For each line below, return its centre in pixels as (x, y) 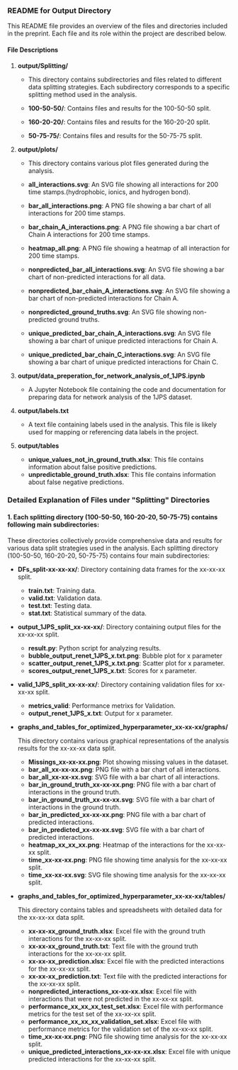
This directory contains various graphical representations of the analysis (123, 740)
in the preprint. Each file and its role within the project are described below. (117, 33)
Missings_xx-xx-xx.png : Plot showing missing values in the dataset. (128, 762)
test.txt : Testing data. (60, 605)
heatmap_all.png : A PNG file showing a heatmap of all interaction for (129, 248)
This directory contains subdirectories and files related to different (125, 79)
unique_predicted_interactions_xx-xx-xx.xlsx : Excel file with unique (129, 1052)
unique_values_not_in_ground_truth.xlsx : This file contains (116, 459)
